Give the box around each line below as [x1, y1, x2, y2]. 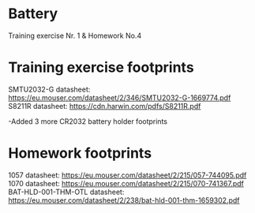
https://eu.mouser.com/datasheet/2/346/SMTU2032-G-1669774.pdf [8, 92, 231, 103]
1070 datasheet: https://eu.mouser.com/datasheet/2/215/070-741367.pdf [8, 178, 245, 188]
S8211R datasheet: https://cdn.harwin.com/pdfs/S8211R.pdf [8, 101, 201, 110]
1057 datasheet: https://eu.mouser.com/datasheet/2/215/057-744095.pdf [8, 170, 247, 180]
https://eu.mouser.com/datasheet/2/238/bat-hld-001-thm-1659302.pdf [8, 195, 240, 205]
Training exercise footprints [8, 58, 195, 77]
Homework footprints [8, 144, 152, 163]
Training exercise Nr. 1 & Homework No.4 [8, 31, 142, 40]
